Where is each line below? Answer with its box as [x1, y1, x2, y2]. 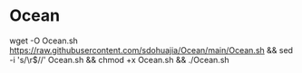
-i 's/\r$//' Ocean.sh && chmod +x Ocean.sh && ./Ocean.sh [9, 54, 229, 65]
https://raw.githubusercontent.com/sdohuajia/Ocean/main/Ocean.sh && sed [9, 44, 293, 55]
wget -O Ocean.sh [9, 35, 79, 46]
